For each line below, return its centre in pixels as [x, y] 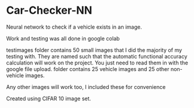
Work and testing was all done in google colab [63, 38]
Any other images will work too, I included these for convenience [86, 87]
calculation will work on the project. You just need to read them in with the [97, 63]
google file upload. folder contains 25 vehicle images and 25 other [88, 69]
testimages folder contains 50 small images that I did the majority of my [94, 50]
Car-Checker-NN [49, 10]
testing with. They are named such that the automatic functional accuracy [97, 56]
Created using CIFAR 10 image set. [49, 98]
